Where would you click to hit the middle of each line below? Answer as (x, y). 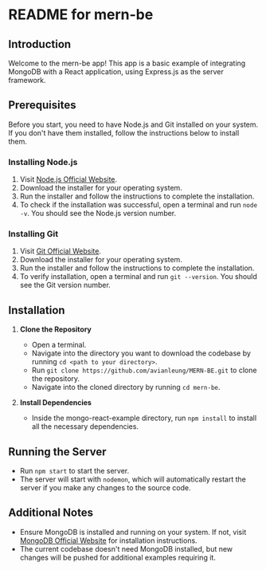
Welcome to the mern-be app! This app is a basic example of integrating (127, 63)
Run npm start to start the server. (74, 471)
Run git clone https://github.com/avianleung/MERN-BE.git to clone (144, 370)
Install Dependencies (55, 403)
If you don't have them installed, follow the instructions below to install (124, 132)
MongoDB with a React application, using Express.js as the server (116, 72)
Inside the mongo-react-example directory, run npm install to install (144, 418)
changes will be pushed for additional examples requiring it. (118, 557)
